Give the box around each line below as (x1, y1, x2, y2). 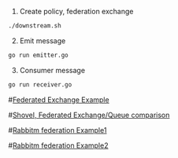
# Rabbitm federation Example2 (8, 141, 109, 150)
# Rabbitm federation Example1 (8, 125, 107, 134)
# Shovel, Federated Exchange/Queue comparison (8, 110, 170, 119)
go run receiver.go (8, 80, 72, 89)
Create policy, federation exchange (19, 7, 134, 16)
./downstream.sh (8, 22, 61, 30)
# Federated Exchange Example (8, 94, 109, 105)
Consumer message (19, 65, 85, 75)
